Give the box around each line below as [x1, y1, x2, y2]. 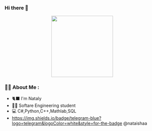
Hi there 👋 [4, 4, 29, 11]
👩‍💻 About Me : [4, 84, 40, 91]
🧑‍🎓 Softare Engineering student [11, 103, 76, 108]
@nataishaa [123, 120, 147, 126]
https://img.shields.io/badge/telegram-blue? [11, 115, 102, 121]
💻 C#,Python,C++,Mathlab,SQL [11, 108, 77, 114]
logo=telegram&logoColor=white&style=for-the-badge [11, 120, 122, 126]
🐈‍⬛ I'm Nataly [11, 95, 42, 101]
